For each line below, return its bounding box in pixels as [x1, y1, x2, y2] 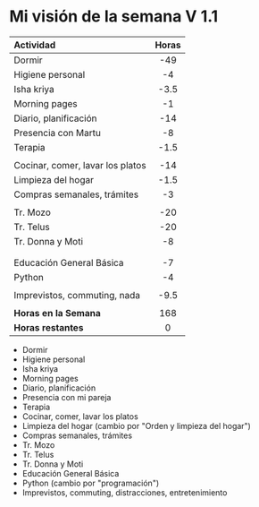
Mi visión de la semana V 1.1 [9, 6, 219, 27]
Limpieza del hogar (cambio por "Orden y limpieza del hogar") [21, 420, 252, 431]
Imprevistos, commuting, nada [13, 288, 141, 301]
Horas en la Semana [13, 306, 101, 319]
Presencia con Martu [13, 126, 101, 139]
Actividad [13, 39, 56, 51]
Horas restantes [13, 321, 84, 333]
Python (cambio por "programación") [21, 477, 160, 488]
